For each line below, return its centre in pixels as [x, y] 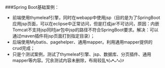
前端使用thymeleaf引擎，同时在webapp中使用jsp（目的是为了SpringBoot [86, 18]
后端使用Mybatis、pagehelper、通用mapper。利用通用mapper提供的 [82, 42]
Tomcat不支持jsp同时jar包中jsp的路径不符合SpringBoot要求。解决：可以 [85, 30]
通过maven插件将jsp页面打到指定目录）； [54, 36]
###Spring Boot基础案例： [32, 7]
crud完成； [23, 48]
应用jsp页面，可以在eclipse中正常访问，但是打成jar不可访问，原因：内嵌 [86, 24]
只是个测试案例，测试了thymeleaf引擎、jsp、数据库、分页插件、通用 [82, 54]
